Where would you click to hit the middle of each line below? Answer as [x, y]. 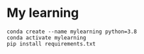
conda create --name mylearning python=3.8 [72, 32]
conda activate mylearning [46, 38]
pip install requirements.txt [51, 43]
